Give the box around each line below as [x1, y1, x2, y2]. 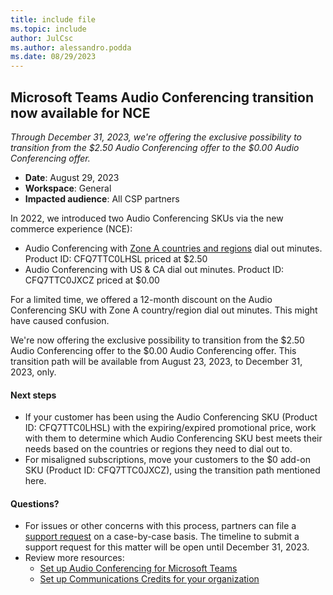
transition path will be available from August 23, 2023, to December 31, [10, 355, 303, 367]
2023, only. [10, 366, 57, 378]
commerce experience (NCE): [10, 222, 133, 235]
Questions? [10, 497, 60, 510]
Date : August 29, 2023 [24, 171, 120, 183]
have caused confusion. [10, 314, 110, 326]
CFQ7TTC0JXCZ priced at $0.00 [24, 274, 160, 286]
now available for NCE [10, 104, 151, 121]
